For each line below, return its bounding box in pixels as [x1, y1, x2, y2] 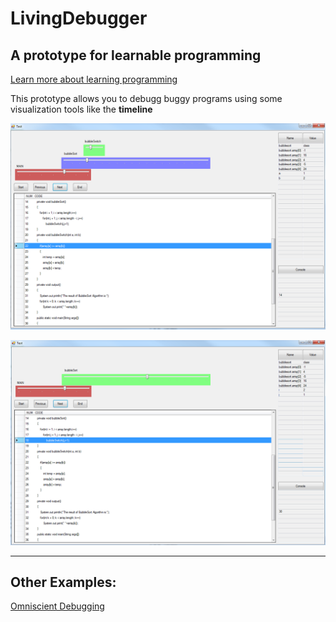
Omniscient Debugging [10, 600, 105, 612]
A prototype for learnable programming [10, 47, 262, 64]
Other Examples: [10, 573, 117, 591]
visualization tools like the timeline [10, 103, 153, 115]
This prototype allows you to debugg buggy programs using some [10, 93, 283, 104]
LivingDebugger [10, 7, 148, 30]
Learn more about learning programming [10, 73, 178, 85]
